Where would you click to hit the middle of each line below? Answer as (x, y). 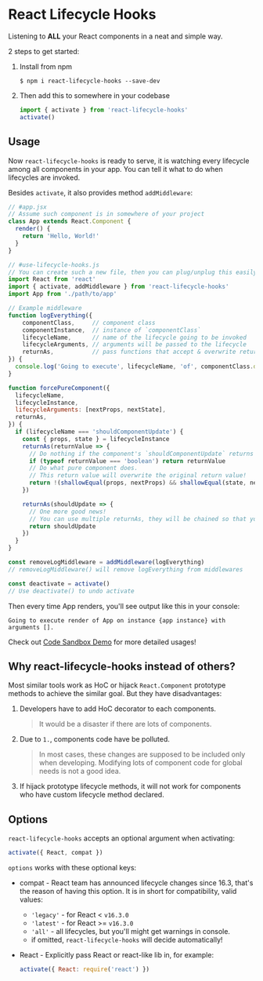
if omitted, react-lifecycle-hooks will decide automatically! (127, 940)
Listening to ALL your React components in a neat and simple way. (115, 36)
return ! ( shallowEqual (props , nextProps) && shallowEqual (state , (137, 483)
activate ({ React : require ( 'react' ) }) (85, 969)
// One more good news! (68, 512)
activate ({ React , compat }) (56, 853)
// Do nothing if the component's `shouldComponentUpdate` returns (141, 454)
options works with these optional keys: (72, 868)
